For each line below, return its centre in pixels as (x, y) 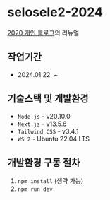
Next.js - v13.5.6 (42, 124)
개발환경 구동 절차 (44, 162)
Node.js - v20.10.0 (44, 116)
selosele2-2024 (55, 12)
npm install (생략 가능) (50, 181)
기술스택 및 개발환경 (48, 99)
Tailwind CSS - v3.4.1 (48, 131)
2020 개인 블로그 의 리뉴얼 (43, 33)
